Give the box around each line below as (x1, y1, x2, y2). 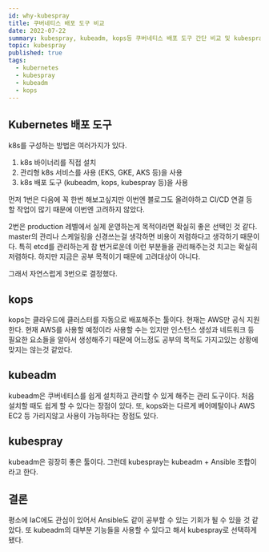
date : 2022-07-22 (8, 26, 66, 34)
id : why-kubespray (8, 11, 70, 20)
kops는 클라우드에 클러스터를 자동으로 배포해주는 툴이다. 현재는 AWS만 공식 (8, 315, 246, 324)
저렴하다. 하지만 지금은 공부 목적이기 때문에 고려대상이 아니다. (8, 252, 201, 261)
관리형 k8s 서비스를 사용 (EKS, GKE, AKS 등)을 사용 (19, 167, 183, 177)
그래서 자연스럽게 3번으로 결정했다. (8, 269, 118, 279)
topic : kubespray (8, 42, 66, 50)
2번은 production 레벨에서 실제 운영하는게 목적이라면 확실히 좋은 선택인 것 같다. (8, 222, 258, 232)
